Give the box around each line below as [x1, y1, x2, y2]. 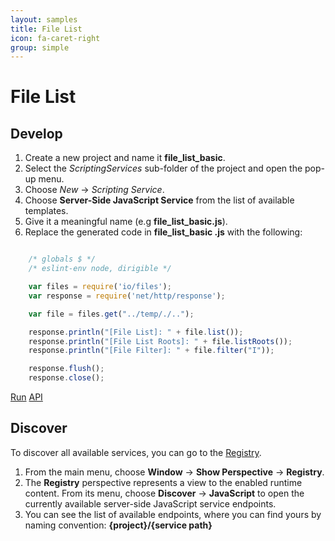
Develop [10, 125, 63, 142]
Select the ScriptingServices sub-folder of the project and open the [24, 162, 303, 175]
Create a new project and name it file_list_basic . [24, 152, 226, 164]
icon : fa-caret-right [10, 33, 101, 43]
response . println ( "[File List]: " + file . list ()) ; [28, 327, 244, 337]
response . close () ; [28, 373, 105, 383]
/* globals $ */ [28, 254, 97, 265]
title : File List [10, 24, 83, 34]
